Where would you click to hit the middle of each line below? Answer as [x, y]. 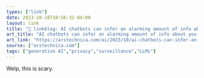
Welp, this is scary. [30, 68]
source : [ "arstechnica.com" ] [43, 46]
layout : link [23, 23]
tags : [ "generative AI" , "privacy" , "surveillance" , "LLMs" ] [81, 51]
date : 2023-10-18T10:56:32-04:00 [49, 18]
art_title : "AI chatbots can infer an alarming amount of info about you [102, 34]
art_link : [19, 40]
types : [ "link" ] [27, 12]
